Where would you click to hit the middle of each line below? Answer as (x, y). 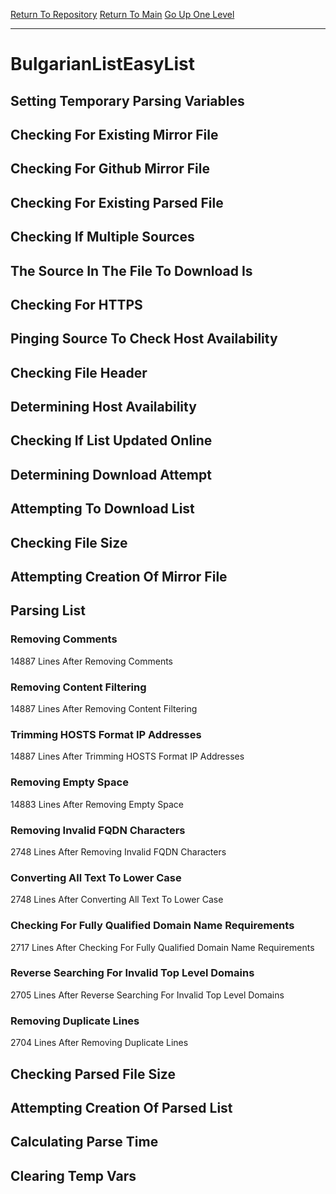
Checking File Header (79, 372)
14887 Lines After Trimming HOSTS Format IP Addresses (127, 756)
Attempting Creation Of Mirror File (119, 577)
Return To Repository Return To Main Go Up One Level (122, 14)
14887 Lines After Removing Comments (91, 661)
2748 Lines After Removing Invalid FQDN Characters (118, 851)
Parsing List (48, 610)
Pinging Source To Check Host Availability (144, 339)
